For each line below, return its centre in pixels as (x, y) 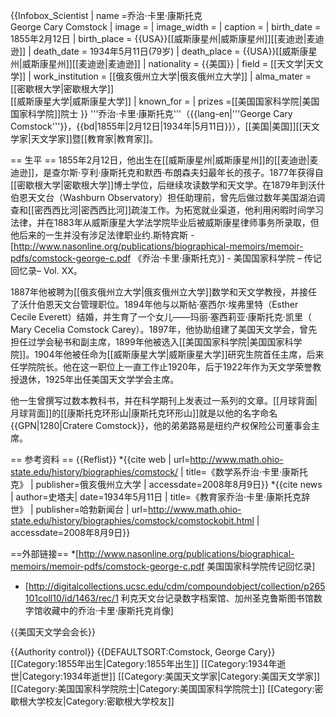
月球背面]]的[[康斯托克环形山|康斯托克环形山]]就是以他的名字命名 (144, 413)
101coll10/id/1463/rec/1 (71, 598)
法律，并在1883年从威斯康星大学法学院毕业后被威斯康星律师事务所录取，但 (165, 222)
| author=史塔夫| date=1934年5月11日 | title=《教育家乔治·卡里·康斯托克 (156, 497)
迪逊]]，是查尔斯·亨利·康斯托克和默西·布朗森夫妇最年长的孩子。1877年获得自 (167, 172)
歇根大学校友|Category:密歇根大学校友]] (92, 701)
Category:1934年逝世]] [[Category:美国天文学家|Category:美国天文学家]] (171, 676)
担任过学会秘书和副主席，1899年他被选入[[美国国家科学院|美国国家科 (152, 342)
